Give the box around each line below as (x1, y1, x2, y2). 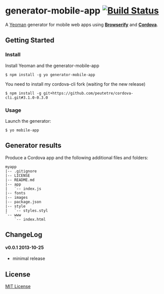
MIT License (5, 283, 31, 289)
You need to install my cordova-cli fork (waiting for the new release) (5, 81, 146, 87)
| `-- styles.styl (5, 208, 49, 213)
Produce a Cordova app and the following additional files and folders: (5, 154, 148, 160)
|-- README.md (5, 177, 35, 182)
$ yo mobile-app (5, 128, 39, 133)
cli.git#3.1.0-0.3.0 (5, 95, 49, 100)
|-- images (5, 195, 28, 200)
